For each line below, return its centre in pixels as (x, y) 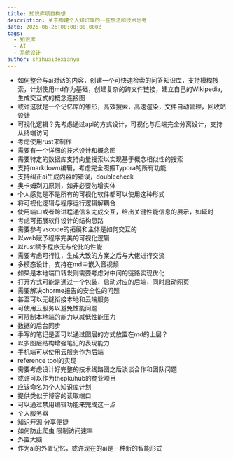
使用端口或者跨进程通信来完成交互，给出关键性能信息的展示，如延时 (115, 212)
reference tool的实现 (47, 360)
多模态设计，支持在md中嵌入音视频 (68, 264)
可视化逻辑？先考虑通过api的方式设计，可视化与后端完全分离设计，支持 (120, 124)
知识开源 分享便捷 (43, 422)
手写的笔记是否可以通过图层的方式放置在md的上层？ (92, 334)
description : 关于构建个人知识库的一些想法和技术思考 (77, 20)
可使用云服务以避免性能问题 (57, 308)
